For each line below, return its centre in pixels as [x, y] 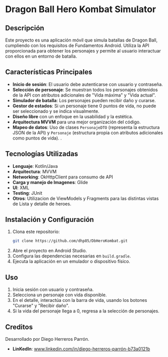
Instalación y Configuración [50, 220]
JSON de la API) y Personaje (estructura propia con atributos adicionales [88, 132]
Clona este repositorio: [36, 232]
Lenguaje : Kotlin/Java [35, 166]
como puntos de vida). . [37, 138]
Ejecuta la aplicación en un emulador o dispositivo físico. [71, 261]
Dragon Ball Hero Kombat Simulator [81, 9]
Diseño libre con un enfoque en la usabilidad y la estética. [73, 116]
